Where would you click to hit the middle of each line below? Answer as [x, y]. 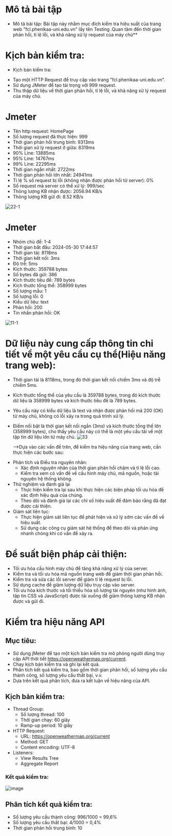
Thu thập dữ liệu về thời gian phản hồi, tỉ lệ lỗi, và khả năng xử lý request [89, 91]
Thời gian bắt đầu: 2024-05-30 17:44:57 [55, 247]
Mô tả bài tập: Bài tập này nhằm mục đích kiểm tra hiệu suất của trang [87, 24]
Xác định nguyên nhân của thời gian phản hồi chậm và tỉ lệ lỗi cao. [90, 468]
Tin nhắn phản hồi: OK [36, 313]
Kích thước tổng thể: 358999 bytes [50, 285]
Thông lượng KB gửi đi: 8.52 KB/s [48, 197]
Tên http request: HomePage [43, 131]
